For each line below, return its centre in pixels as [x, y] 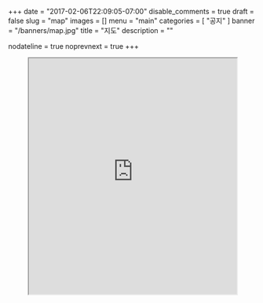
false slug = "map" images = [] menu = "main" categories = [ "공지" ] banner [131, 20]
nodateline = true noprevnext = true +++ [74, 46]
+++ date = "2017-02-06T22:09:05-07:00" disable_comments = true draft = [131, 11]
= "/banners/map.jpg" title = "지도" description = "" [91, 30]
